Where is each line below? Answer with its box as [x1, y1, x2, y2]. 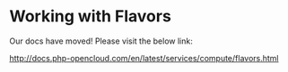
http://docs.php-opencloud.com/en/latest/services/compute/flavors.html [9, 52, 279, 63]
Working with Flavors [9, 6, 172, 27]
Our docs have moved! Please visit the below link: [9, 36, 193, 46]
